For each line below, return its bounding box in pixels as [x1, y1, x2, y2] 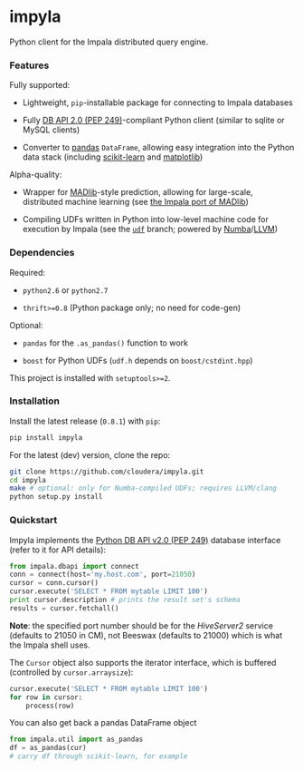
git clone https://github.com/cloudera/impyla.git [9, 467, 204, 476]
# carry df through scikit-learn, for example [9, 752, 188, 761]
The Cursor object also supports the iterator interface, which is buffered [9, 657, 277, 668]
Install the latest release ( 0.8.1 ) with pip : [9, 415, 161, 426]
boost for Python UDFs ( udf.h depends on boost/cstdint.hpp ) [22, 355, 253, 366]
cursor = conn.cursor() [9, 579, 99, 588]
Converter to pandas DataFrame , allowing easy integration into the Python [22, 142, 295, 153]
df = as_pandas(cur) [9, 744, 88, 753]
